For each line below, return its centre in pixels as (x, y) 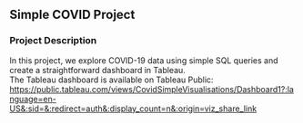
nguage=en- (33, 99)
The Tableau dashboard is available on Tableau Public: (111, 80)
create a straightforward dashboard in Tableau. (98, 70)
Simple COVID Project (72, 15)
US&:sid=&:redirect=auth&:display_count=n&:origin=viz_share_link (133, 109)
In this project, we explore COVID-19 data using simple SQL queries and (144, 60)
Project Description (53, 41)
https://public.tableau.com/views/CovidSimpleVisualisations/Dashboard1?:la (151, 89)
